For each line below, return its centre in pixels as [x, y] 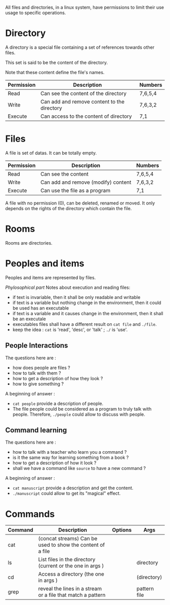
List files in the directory [67, 559]
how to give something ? [38, 384]
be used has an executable [41, 308]
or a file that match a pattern [72, 595]
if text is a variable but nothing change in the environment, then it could [87, 302]
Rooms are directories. [29, 243]
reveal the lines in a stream [70, 589]
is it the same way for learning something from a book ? [71, 458]
